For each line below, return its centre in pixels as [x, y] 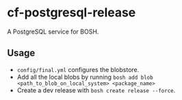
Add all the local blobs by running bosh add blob [85, 77]
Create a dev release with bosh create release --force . [96, 90]
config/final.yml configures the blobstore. [78, 69]
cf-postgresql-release [71, 13]
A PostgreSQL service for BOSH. [53, 32]
